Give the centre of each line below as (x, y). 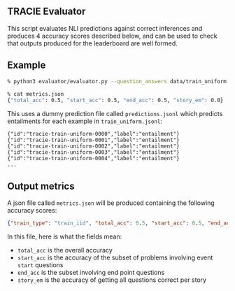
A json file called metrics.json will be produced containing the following (111, 203)
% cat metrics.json (36, 94)
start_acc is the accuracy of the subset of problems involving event (115, 257)
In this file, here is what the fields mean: (65, 236)
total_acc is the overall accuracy (65, 250)
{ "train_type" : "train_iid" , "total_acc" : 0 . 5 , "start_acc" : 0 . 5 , (106, 223)
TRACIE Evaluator (47, 12)
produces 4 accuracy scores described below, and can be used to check (113, 36)
